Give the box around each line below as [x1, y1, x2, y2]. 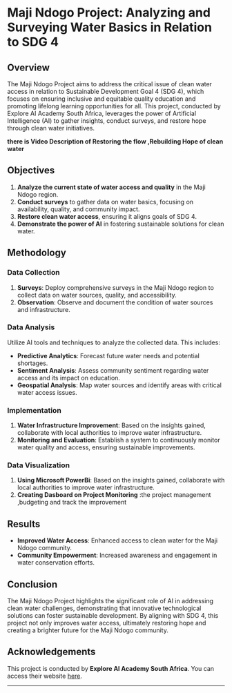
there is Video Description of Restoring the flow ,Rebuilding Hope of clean [7, 137, 224, 146]
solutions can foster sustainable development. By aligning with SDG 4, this [7, 612, 219, 620]
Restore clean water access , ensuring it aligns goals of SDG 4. [17, 212, 197, 220]
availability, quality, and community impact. [17, 205, 140, 213]
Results [7, 518, 41, 529]
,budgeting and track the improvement [17, 498, 127, 507]
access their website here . [7, 672, 83, 680]
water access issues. [17, 388, 77, 396]
